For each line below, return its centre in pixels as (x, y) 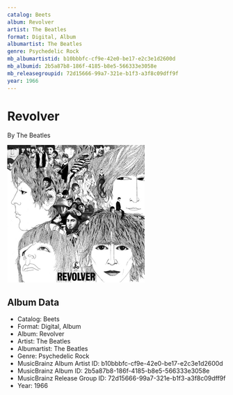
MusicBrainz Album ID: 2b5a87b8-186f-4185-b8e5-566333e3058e (113, 371)
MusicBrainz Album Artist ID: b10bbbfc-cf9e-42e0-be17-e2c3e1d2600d (120, 364)
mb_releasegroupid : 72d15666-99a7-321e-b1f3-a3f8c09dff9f (93, 73)
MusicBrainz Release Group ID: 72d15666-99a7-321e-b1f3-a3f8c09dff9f (121, 378)
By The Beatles (29, 135)
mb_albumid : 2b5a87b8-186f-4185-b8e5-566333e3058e (82, 66)
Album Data (33, 302)
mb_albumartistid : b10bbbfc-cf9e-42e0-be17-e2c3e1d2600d (91, 59)
